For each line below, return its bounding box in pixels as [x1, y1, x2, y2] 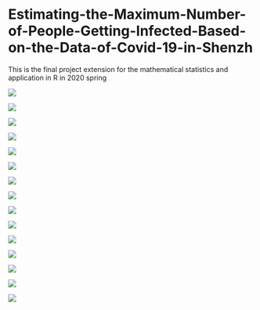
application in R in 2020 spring [8, 73, 107, 82]
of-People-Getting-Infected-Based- [8, 22, 247, 40]
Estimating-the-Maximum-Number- [8, 5, 247, 23]
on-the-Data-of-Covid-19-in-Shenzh [8, 39, 253, 56]
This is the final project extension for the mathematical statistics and [8, 64, 229, 74]
